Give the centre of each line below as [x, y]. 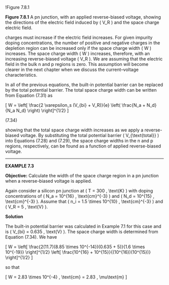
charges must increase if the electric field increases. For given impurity [79, 38]
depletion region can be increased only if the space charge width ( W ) [78, 48]
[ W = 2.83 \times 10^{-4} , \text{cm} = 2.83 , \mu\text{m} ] [66, 277]
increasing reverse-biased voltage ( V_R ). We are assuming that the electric [84, 59]
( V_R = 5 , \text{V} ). [27, 207]
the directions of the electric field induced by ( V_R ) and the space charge [82, 22]
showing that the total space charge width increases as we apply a [74, 130]
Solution [14, 217]
